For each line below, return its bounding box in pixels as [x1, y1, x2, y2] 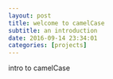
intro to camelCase [8, 63, 70, 73]
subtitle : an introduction [8, 26, 98, 34]
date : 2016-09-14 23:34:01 [8, 34, 98, 42]
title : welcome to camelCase [8, 19, 105, 27]
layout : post [8, 11, 52, 20]
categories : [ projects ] [8, 41, 88, 49]
